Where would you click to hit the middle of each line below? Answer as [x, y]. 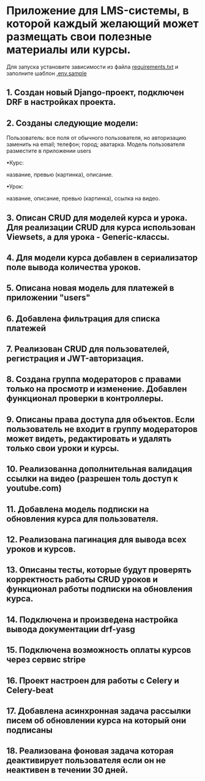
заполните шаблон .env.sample [47, 73]
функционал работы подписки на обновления [99, 589]
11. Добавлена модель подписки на [78, 509]
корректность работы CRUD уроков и [82, 579]
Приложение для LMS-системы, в [98, 11]
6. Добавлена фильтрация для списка [83, 319]
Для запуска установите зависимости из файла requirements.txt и [92, 67]
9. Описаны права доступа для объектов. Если [101, 419]
